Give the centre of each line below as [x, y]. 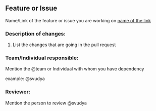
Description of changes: [35, 33]
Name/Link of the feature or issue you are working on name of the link [78, 20]
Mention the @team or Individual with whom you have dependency [75, 69]
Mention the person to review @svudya [46, 103]
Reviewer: [18, 92]
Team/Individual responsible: [42, 58]
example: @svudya [25, 79]
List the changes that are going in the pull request [64, 45]
